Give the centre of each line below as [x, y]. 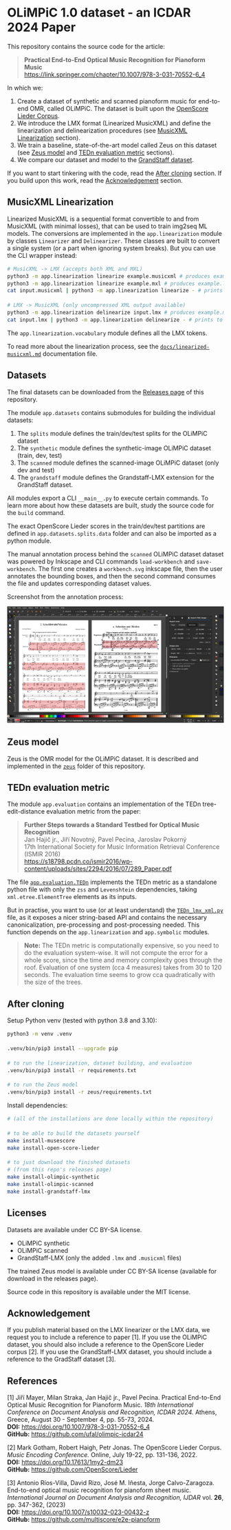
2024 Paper [42, 27]
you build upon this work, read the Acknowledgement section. [95, 180]
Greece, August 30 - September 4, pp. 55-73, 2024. [81, 1420]
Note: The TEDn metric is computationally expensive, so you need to [121, 945]
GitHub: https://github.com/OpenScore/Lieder [73, 1469]
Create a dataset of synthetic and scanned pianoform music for [107, 101]
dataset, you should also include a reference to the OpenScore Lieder [106, 1345]
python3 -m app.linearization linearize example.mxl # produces [101, 283]
